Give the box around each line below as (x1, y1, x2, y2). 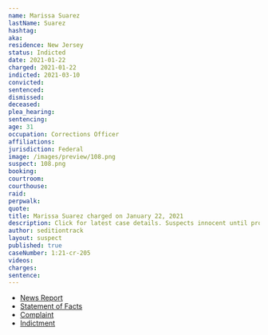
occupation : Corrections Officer (8, 130, 120, 138)
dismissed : (8, 93, 45, 101)
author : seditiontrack (8, 227, 84, 235)
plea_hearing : (8, 108, 56, 116)
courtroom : (8, 175, 45, 183)
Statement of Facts (19, 301, 83, 311)
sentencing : (8, 116, 48, 124)
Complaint (19, 310, 54, 320)
